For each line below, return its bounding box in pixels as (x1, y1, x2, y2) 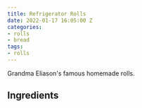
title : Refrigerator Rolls (7, 10, 86, 18)
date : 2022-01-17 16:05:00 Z (7, 17, 93, 24)
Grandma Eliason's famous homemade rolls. (7, 68, 135, 78)
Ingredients (7, 90, 59, 102)
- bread (7, 37, 30, 44)
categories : (7, 23, 42, 30)
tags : (7, 43, 23, 50)
